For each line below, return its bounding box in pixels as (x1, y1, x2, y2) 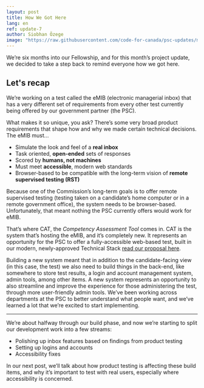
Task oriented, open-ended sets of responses (15, 150, 131, 157)
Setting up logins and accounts (15, 344, 93, 351)
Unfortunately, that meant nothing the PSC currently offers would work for (6, 207, 192, 214)
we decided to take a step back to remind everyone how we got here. (6, 60, 180, 68)
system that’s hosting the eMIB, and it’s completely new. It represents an (6, 232, 187, 239)
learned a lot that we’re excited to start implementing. (6, 302, 140, 309)
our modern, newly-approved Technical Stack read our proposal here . (6, 244, 181, 252)
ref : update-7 (6, 26, 42, 32)
